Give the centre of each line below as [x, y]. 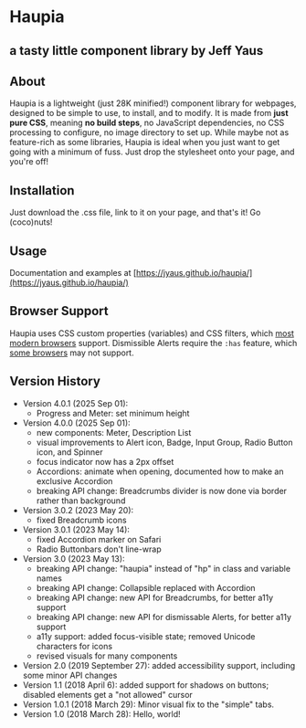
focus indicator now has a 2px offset [105, 461]
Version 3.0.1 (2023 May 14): [76, 529]
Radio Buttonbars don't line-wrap [99, 549]
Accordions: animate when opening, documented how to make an [160, 471]
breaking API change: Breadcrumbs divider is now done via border [162, 491]
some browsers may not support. [72, 353]
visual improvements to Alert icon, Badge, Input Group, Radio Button [164, 442]
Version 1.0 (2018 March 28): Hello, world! [101, 713]
